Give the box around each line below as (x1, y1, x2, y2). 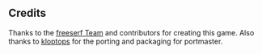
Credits (8, 6, 47, 20)
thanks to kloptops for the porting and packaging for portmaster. (8, 36, 223, 46)
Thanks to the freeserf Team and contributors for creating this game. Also (8, 27, 255, 37)
